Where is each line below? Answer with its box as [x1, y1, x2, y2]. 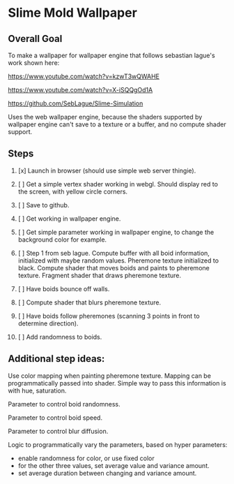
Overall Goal [8, 33, 63, 45]
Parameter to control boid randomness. [8, 399, 120, 408]
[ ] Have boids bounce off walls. [17, 284, 110, 293]
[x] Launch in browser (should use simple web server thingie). [17, 166, 196, 175]
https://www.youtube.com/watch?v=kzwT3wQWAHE [8, 72, 159, 80]
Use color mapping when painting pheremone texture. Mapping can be [8, 372, 212, 380]
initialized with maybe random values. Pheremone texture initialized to [17, 256, 219, 265]
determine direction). [17, 319, 79, 328]
